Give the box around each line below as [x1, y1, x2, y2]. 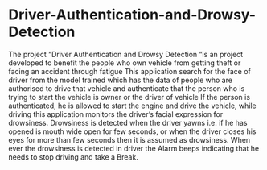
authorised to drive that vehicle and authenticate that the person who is [8, 83, 245, 93]
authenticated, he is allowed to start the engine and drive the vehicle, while [8, 101, 257, 110]
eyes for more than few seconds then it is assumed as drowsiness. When [8, 135, 251, 144]
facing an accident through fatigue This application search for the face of [8, 66, 252, 76]
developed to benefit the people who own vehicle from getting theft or [8, 58, 241, 68]
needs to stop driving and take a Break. [8, 151, 138, 162]
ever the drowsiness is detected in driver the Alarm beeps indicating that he [8, 143, 260, 153]
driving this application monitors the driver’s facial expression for [8, 109, 224, 118]
